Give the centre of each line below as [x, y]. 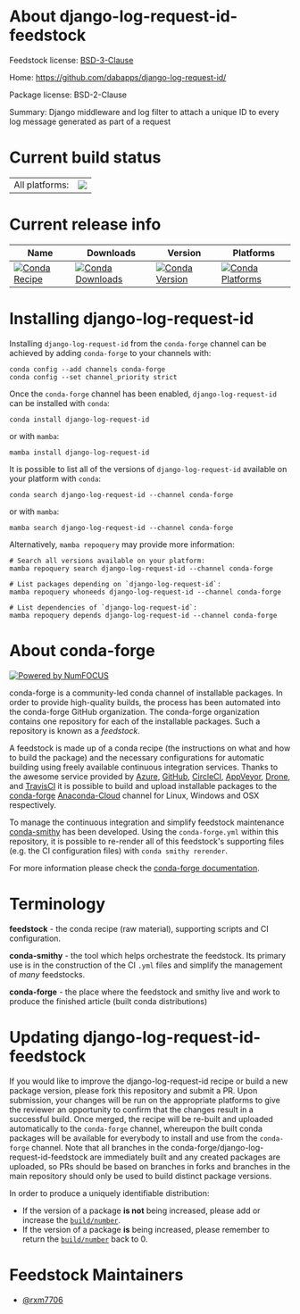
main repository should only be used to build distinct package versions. [141, 1176]
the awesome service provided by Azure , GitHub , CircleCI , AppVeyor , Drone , [150, 776]
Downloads [111, 253]
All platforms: [42, 185]
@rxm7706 [43, 1300]
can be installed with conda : [59, 403]
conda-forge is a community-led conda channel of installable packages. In [146, 693]
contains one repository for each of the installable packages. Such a [135, 721]
